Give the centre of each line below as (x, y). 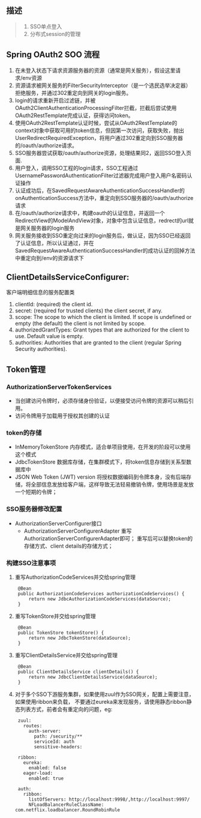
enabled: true (46, 779)
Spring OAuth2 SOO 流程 (53, 55)
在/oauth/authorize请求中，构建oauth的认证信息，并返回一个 (90, 213)
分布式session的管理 (55, 34)
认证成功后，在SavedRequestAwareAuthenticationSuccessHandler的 (100, 190)
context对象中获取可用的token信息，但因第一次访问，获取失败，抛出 (99, 130)
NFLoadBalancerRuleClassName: (66, 805)
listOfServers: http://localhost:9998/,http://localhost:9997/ (109, 800)
